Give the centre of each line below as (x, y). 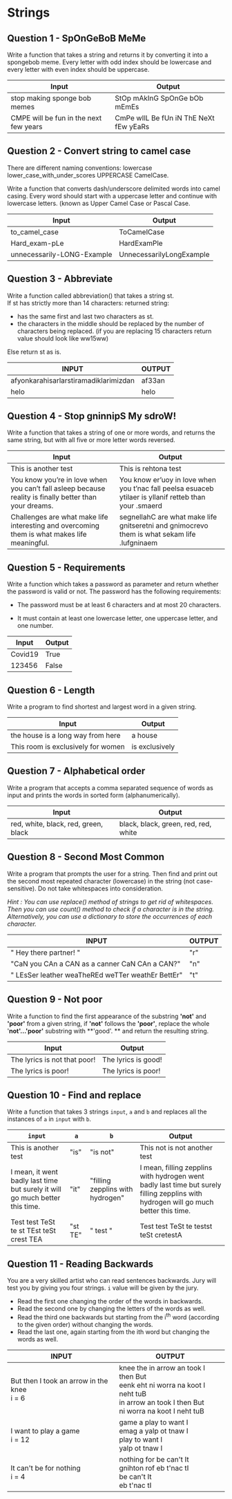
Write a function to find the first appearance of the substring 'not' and (107, 1016)
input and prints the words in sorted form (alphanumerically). (94, 795)
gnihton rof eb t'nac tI (154, 1468)
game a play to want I (154, 1422)
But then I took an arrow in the (59, 1381)
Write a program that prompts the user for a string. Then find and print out (113, 873)
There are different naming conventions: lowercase (80, 168)
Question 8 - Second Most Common (86, 857)
